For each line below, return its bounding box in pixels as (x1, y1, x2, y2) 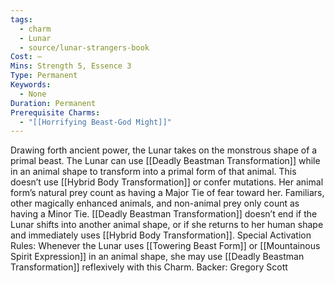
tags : (10, 14, 33, 25)
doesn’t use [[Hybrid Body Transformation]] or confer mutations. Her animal (10, 176, 324, 188)
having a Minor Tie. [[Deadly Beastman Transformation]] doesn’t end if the (10, 208, 318, 220)
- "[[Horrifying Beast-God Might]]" (19, 117, 172, 127)
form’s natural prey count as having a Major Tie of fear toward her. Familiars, (10, 187, 325, 199)
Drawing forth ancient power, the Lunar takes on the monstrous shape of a (10, 144, 318, 156)
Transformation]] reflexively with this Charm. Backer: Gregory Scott (10, 261, 288, 273)
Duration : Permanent (10, 98, 97, 108)
